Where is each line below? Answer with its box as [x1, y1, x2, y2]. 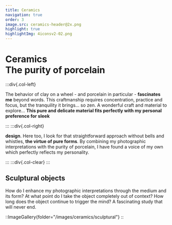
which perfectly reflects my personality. [5, 149, 89, 155]
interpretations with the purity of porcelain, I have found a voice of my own [5, 144, 163, 150]
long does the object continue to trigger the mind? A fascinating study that [5, 198, 163, 204]
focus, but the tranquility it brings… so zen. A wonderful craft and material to [5, 102, 167, 108]
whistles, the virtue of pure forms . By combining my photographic [5, 138, 146, 144]
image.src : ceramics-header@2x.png [5, 22, 82, 27]
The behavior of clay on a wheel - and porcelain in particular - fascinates [5, 91, 161, 97]
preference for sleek [5, 113, 50, 119]
